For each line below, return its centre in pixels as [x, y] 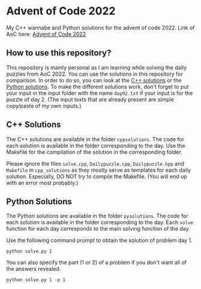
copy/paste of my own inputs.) [44, 106]
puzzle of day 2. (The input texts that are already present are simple [90, 99]
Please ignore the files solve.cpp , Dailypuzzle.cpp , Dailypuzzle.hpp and [95, 163]
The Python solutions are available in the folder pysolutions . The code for [97, 216]
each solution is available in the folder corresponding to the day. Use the [96, 145]
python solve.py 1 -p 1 [36, 280]
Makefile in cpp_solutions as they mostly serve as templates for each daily [98, 170]
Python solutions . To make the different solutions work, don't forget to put [97, 87]
